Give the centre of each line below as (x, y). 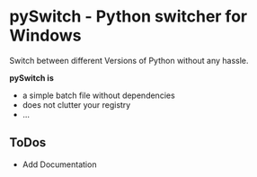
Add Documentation (59, 164)
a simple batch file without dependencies (98, 95)
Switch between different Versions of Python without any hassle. (129, 60)
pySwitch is (31, 77)
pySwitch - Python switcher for (128, 17)
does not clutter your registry (76, 104)
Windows (45, 35)
